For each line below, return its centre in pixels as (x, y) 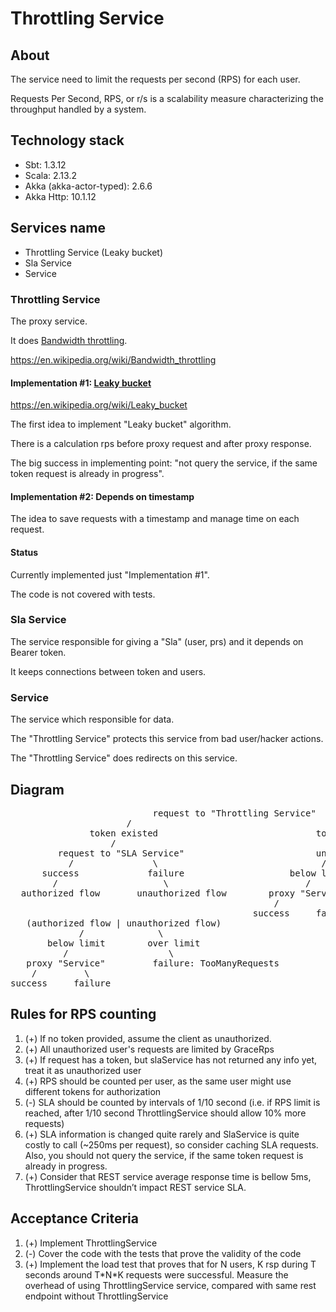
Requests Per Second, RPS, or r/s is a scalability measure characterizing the (167, 98)
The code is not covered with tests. (83, 594)
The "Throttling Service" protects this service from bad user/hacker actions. (167, 739)
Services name (58, 228)
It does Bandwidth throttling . (69, 340)
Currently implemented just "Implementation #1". (110, 574)
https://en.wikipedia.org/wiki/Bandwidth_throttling (113, 359)
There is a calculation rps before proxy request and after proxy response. (161, 444)
